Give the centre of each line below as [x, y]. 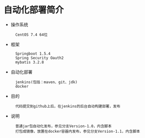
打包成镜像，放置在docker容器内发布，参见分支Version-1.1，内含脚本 [78, 131]
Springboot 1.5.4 [33, 54]
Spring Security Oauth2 [39, 58]
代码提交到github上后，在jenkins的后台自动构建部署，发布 [68, 106]
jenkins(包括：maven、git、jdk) [47, 82]
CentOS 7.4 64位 [32, 35]
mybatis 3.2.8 [30, 62]
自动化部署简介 [34, 10]
